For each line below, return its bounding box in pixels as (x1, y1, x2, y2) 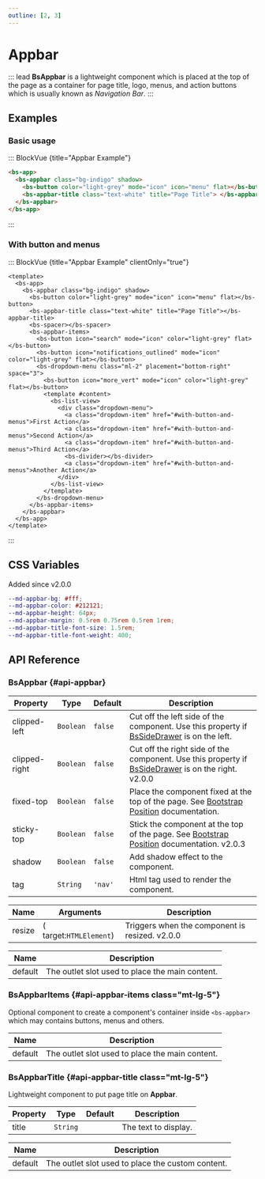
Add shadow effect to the (129, 851, 223, 862)
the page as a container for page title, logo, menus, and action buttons (8, 80, 237, 89)
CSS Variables (8, 558, 80, 572)
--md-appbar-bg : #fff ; (8, 595, 83, 603)
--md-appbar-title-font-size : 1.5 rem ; (8, 624, 136, 633)
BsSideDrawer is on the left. (129, 731, 233, 742)
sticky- (12, 823, 39, 834)
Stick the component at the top (129, 818, 244, 829)
